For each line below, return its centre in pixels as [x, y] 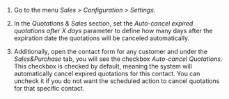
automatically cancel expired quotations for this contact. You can [107, 73]
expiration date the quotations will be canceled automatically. [102, 38]
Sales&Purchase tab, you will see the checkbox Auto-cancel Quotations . [118, 59]
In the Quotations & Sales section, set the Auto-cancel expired [103, 23]
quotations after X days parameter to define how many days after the [113, 31]
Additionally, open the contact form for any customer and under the [110, 52]
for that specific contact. [49, 88]
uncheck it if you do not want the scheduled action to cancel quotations [117, 81]
